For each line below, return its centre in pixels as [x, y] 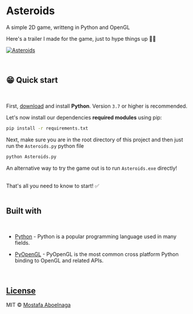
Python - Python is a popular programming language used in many [96, 237]
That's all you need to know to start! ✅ [53, 186]
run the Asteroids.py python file [45, 145]
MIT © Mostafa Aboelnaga [38, 305]
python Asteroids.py [32, 157]
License [21, 291]
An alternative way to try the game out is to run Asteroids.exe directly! [92, 168]
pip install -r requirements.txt [47, 128]
